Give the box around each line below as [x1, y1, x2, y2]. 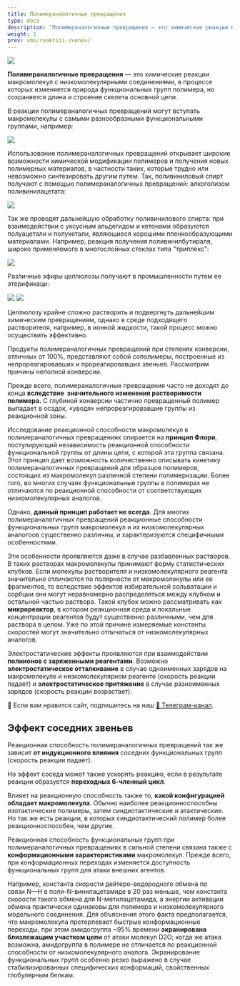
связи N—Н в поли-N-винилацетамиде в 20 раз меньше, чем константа [7, 887, 227, 895]
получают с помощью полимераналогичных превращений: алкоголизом [7, 179, 230, 188]
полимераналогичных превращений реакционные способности [7, 515, 203, 524]
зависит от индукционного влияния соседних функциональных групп [7, 748, 223, 757]
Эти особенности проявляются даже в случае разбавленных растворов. [7, 552, 231, 561]
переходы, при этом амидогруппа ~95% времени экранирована [7, 925, 207, 933]
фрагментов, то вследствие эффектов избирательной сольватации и [7, 582, 217, 591]
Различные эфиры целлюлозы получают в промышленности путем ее [7, 272, 222, 281]
